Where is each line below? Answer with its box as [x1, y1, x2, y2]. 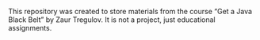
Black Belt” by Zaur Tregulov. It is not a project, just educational [8, 15, 216, 24]
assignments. [8, 24, 52, 32]
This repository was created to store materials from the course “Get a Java [8, 7, 252, 16]
